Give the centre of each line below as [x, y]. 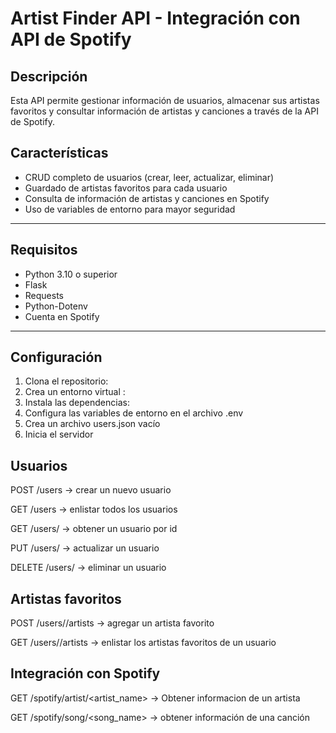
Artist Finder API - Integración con [155, 18]
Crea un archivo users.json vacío [92, 424]
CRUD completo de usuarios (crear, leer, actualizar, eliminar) [149, 177]
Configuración [56, 357]
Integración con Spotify [85, 673]
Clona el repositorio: [66, 381]
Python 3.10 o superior [71, 274]
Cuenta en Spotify [62, 316]
